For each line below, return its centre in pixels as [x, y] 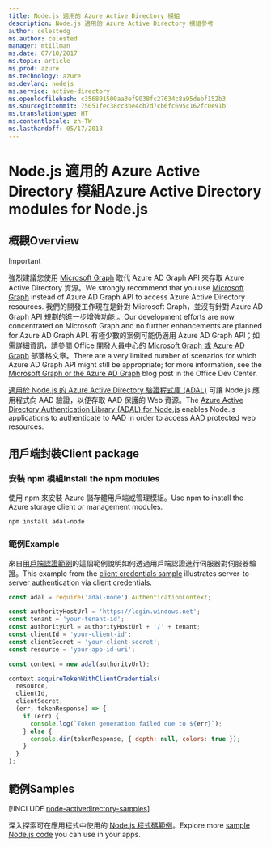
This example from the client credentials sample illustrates [120, 573]
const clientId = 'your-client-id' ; [70, 635]
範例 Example [34, 544]
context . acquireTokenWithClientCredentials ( [85, 679]
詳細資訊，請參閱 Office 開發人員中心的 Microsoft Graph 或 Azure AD [130, 345]
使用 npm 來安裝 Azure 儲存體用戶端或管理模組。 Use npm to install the [126, 498]
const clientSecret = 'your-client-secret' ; [85, 642]
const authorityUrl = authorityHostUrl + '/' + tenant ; [104, 627]
